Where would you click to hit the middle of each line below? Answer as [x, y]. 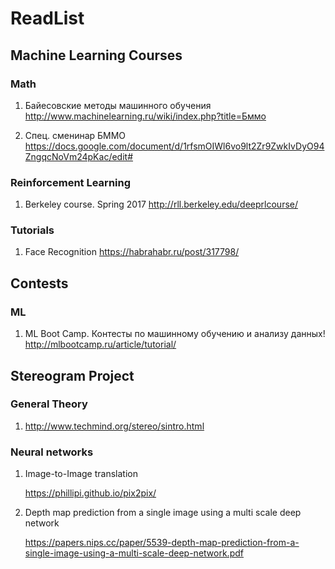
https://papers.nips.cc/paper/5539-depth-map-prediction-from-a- [162, 543]
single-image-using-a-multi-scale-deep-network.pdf [134, 553]
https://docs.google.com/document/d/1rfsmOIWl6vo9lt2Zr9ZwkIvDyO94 [174, 146]
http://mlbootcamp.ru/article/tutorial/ [100, 344]
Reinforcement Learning [71, 182]
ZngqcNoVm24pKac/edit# [79, 156]
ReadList [47, 18]
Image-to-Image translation [81, 474]
